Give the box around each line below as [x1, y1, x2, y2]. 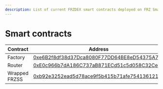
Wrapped [7, 70, 29, 76]
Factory [7, 54, 25, 61]
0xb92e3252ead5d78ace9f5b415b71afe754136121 [33, 72, 159, 79]
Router [7, 62, 23, 69]
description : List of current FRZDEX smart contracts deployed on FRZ [5, 7, 151, 12]
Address [88, 46, 109, 53]
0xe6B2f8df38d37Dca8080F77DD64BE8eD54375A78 [33, 54, 162, 61]
